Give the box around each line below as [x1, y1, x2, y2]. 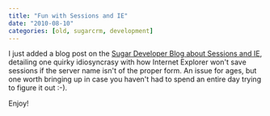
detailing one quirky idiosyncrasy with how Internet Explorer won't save [8, 57, 247, 67]
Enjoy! [8, 98, 30, 109]
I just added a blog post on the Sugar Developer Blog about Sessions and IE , [8, 49, 263, 59]
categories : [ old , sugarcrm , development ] [8, 27, 154, 35]
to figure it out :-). [8, 83, 68, 93]
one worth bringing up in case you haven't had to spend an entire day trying [8, 74, 261, 85]
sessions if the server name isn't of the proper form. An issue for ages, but [8, 66, 257, 76]
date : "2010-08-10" [8, 19, 74, 27]
